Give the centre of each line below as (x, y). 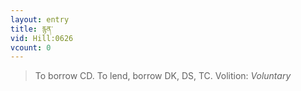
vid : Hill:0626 (42, 38)
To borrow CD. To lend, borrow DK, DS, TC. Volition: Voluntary (163, 76)
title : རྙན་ (31, 29)
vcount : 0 (31, 47)
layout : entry (40, 19)
